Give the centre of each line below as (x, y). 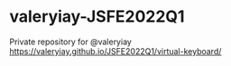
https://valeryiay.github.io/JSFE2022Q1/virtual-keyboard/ (115, 51)
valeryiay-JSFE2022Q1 (97, 17)
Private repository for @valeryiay (71, 42)
